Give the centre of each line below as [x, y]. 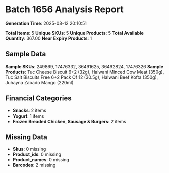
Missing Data [26, 137]
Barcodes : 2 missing [34, 165]
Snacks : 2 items [30, 110]
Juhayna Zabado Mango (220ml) [39, 82]
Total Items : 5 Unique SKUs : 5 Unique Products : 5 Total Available [74, 33]
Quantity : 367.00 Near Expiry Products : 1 [49, 38]
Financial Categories [38, 99]
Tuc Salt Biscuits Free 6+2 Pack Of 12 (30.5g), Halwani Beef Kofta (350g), [82, 77]
